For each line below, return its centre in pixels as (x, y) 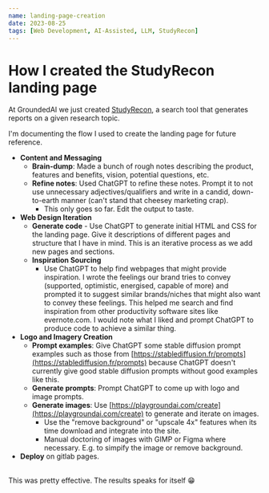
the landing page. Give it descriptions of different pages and (131, 234)
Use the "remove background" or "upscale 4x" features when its (151, 422)
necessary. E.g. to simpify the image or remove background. (143, 448)
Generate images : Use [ (72, 405)
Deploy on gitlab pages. (60, 456)
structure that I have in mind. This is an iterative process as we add (142, 243)
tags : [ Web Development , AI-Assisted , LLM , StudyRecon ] (103, 31)
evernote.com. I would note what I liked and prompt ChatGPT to (149, 320)
